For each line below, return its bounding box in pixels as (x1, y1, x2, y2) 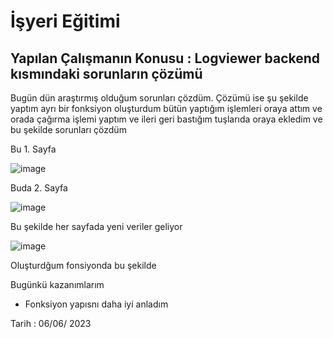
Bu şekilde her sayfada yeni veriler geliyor (10, 221, 183, 232)
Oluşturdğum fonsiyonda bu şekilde (10, 260, 157, 271)
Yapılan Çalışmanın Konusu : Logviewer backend (10, 50, 321, 67)
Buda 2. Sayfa (10, 182, 68, 194)
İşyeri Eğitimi (10, 10, 121, 33)
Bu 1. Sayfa (10, 143, 57, 155)
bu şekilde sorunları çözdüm (10, 124, 127, 135)
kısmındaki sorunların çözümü (10, 65, 203, 82)
